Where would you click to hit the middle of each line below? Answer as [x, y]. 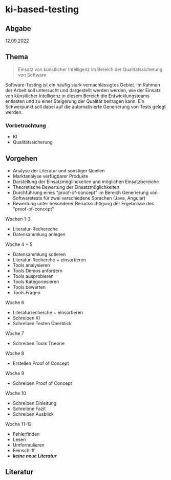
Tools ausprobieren [33, 276]
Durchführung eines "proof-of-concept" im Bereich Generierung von [85, 192]
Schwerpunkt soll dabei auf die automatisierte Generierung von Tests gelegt [86, 106]
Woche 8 [15, 353]
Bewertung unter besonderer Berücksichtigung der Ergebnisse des [83, 203]
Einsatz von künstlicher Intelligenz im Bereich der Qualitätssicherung [90, 69]
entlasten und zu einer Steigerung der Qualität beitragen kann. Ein [75, 101]
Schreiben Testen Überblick [42, 323]
